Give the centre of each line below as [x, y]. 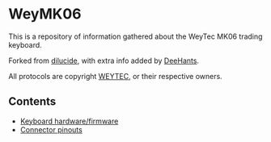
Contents [32, 102]
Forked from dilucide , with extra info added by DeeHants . [104, 61]
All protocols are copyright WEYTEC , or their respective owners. [115, 76]
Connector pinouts [51, 129]
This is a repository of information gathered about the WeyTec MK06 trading [135, 36]
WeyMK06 [45, 14]
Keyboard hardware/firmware [69, 121]
